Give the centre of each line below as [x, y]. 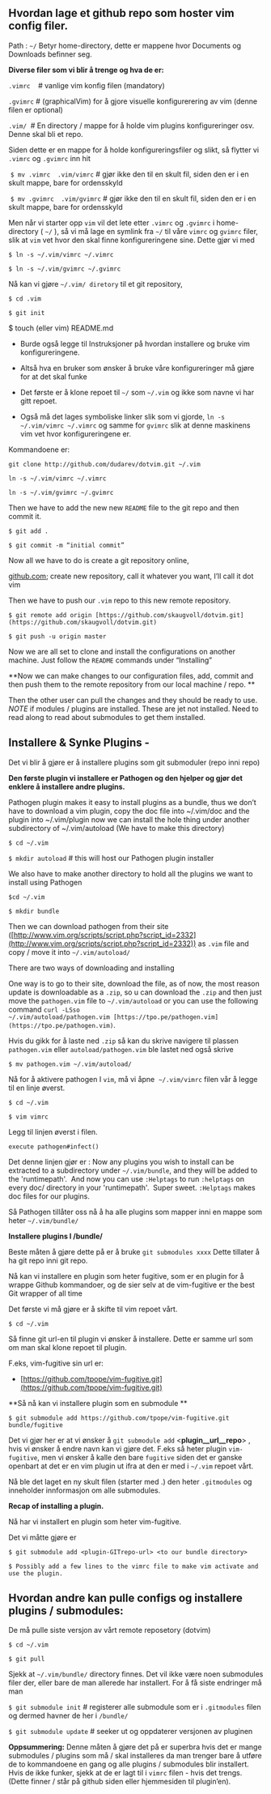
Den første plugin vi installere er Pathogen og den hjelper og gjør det [125, 778]
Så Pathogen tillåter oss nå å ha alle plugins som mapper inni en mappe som [135, 1212]
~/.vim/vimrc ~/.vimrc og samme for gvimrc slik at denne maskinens [135, 425]
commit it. [25, 516]
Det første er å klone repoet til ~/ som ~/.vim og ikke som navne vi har [137, 392]
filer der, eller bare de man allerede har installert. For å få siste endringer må [135, 1683]
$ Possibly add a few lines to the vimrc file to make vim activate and [133, 1566]
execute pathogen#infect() [54, 1146]
